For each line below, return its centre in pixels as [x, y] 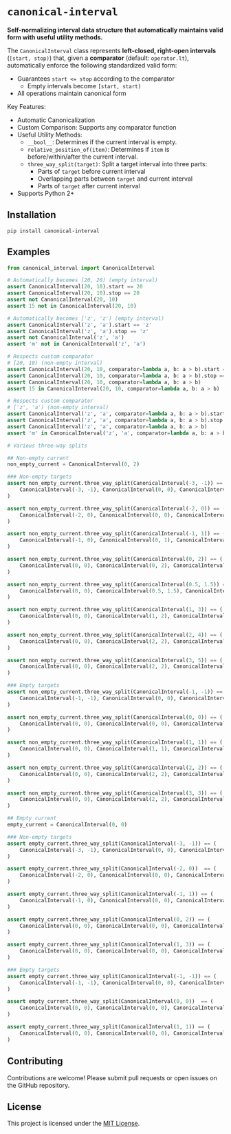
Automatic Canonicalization [56, 120]
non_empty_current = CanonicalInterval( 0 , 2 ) [73, 464]
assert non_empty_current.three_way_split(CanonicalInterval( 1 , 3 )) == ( [115, 610]
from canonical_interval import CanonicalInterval [81, 268]
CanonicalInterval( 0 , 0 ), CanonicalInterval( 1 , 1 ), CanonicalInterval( [124, 749]
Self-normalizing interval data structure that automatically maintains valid [115, 30]
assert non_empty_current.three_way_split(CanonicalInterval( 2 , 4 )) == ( [115, 635]
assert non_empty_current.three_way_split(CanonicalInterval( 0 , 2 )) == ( [115, 559]
